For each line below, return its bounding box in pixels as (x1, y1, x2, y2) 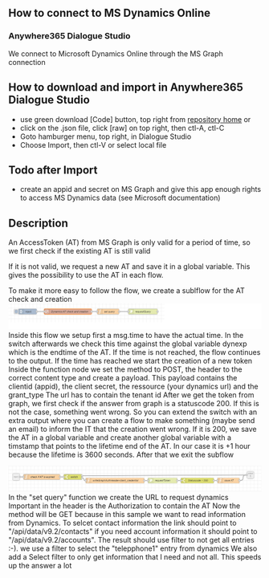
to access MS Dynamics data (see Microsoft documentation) (19, 193, 221, 203)
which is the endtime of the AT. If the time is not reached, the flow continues (8, 347, 261, 356)
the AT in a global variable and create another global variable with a (8, 433, 231, 442)
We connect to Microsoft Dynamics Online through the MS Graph (8, 48, 223, 59)
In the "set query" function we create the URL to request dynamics (8, 493, 229, 503)
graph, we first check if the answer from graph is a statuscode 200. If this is (8, 398, 259, 408)
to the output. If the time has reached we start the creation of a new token (8, 356, 253, 365)
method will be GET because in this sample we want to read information (8, 510, 247, 519)
